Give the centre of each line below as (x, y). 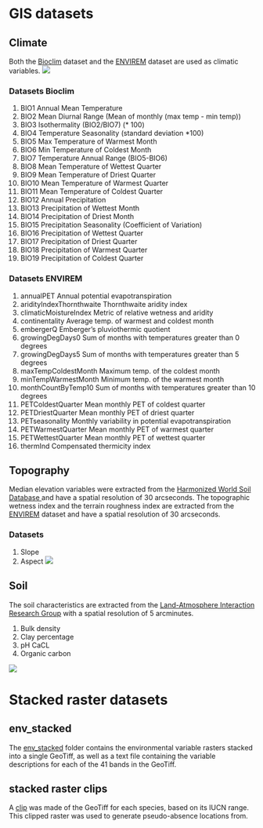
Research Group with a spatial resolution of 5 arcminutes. (101, 613)
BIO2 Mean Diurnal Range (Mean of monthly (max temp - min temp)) (131, 117)
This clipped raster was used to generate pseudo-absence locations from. (129, 816)
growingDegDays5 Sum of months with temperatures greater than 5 (130, 354)
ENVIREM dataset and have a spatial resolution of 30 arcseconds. (115, 514)
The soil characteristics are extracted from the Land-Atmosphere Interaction (132, 604)
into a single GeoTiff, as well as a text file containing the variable (112, 756)
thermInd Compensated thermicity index (85, 446)
